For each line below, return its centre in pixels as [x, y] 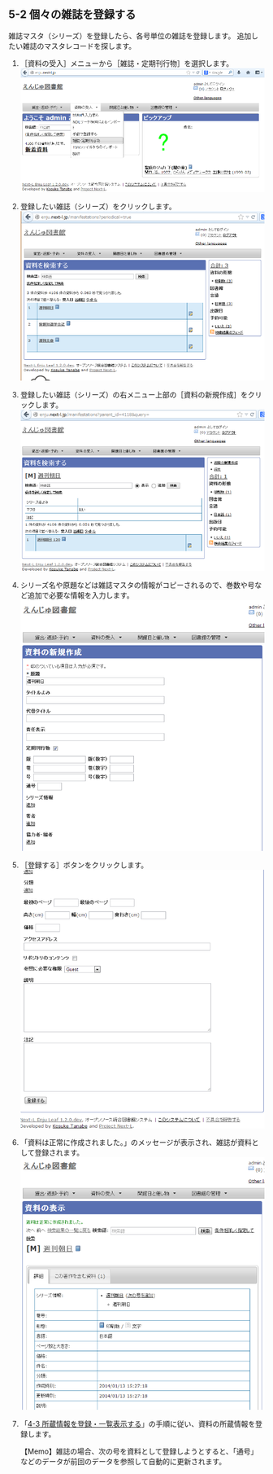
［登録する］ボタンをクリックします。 [84, 865]
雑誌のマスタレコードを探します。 [79, 46]
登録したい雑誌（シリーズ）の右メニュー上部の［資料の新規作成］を [134, 394]
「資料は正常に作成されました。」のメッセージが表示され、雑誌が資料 [136, 1142]
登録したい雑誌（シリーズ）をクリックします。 [98, 206]
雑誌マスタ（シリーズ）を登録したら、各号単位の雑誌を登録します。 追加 [130, 36]
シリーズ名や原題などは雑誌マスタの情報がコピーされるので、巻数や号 [137, 586]
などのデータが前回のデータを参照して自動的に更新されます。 [123, 1461]
